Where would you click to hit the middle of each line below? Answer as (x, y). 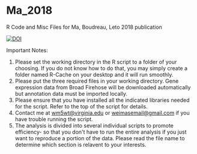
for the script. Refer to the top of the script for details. (81, 106)
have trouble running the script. (54, 119)
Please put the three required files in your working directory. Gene (97, 81)
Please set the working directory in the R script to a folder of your (96, 62)
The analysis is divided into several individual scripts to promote (94, 125)
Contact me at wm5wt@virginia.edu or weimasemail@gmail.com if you (102, 113)
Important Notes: (27, 50)
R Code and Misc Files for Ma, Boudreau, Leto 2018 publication (84, 27)
